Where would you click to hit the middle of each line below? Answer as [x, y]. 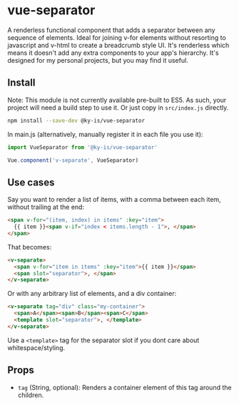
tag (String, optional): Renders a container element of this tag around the [124, 387]
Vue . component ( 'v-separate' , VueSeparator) [73, 160]
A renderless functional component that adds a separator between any [111, 30]
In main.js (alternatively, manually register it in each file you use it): [105, 134]
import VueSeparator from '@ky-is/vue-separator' [83, 147]
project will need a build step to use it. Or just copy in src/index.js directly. [118, 107]
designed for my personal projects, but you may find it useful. [98, 60]
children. [31, 395]
